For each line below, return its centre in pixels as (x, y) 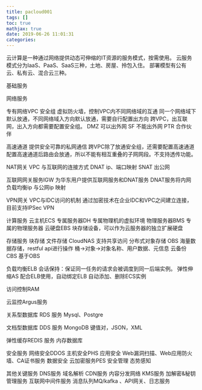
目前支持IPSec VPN (30, 208)
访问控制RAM (23, 289)
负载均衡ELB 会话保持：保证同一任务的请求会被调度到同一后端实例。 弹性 (97, 269)
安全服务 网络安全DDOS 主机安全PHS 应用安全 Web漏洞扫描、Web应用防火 (99, 353)
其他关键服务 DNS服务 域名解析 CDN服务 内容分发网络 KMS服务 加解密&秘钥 (101, 373)
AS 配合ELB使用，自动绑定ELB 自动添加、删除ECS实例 (79, 276)
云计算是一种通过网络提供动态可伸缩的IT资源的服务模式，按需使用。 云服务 (99, 58)
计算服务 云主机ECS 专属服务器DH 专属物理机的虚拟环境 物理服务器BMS (96, 220)
